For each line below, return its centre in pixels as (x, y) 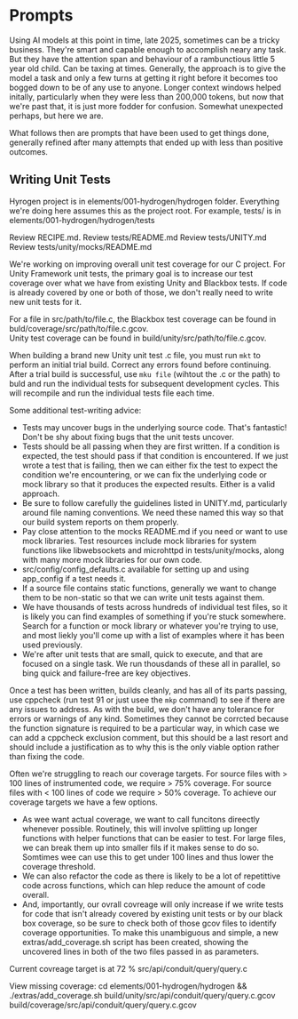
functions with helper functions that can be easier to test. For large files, (154, 838)
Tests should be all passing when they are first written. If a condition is (151, 446)
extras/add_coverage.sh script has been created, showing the (135, 942)
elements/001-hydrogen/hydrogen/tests (82, 220)
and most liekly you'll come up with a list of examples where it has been (153, 635)
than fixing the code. (47, 756)
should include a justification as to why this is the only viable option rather (144, 747)
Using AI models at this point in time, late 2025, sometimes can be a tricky (145, 40)
